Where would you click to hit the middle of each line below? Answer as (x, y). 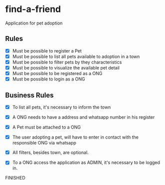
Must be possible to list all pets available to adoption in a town (76, 56)
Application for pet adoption (34, 23)
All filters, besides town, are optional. (50, 152)
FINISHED (15, 178)
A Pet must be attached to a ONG (47, 127)
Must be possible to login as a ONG (49, 79)
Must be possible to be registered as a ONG (57, 73)
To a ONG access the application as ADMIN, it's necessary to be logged (86, 162)
